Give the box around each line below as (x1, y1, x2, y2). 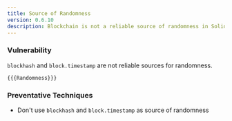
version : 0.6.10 (7, 16, 54, 23)
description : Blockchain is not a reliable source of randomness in (7, 23, 209, 30)
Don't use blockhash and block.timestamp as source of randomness (17, 106, 209, 114)
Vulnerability (7, 45, 52, 55)
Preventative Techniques (7, 90, 93, 100)
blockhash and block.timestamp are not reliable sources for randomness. (7, 61, 213, 69)
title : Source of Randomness (7, 10, 91, 17)
